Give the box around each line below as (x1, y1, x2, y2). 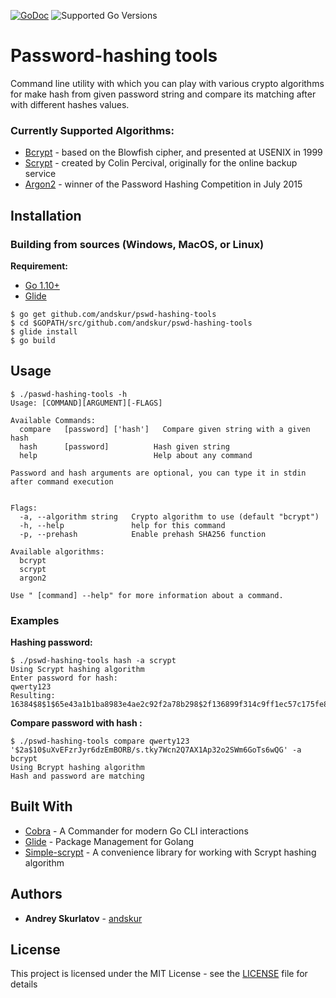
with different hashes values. (10, 98, 130, 110)
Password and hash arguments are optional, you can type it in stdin (10, 468, 307, 478)
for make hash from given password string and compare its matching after (10, 88, 317, 100)
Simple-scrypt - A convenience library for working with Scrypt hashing (24, 846, 317, 858)
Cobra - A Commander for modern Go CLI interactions (24, 825, 249, 837)
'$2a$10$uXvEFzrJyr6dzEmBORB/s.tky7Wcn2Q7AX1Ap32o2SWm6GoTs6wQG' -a (10, 745, 302, 755)
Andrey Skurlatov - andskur (24, 912, 143, 924)
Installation (10, 207, 82, 224)
